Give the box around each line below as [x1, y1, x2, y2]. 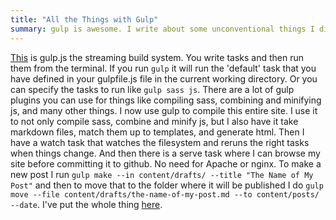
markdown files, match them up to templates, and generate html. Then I [10, 126, 305, 138]
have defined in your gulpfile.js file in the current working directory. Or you [10, 72, 318, 85]
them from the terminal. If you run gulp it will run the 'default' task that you [10, 62, 317, 74]
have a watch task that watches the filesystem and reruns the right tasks [10, 136, 310, 148]
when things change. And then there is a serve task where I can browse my [10, 147, 321, 159]
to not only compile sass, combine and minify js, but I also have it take [10, 115, 299, 127]
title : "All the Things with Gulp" [10, 14, 159, 25]
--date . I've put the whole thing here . [10, 198, 163, 210]
